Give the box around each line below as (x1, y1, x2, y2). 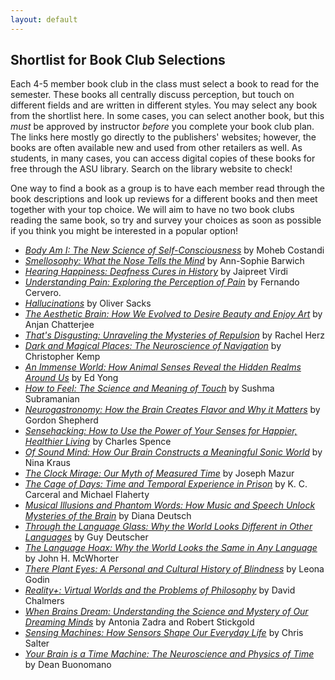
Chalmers (24, 595, 65, 607)
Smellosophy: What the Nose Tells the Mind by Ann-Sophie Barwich (24, 255, 305, 267)
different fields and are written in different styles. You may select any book (10, 99, 318, 111)
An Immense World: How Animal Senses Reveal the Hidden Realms (24, 361, 302, 373)
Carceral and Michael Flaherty (24, 489, 150, 501)
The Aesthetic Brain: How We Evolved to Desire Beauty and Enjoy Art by (24, 308, 323, 320)
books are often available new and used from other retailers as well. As (10, 142, 303, 154)
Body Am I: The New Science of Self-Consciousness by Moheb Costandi (24, 244, 325, 256)
